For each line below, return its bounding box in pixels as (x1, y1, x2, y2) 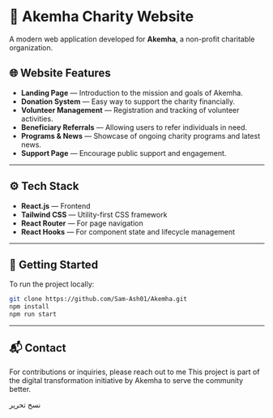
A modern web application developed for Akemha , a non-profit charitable (9, 34, 255, 44)
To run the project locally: (9, 279, 95, 289)
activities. (20, 114, 53, 123)
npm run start (9, 310, 58, 319)
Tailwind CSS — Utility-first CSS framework (20, 209, 168, 219)
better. (9, 384, 32, 394)
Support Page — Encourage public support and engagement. (20, 148, 227, 157)
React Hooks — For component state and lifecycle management (20, 226, 236, 236)
